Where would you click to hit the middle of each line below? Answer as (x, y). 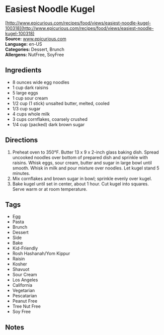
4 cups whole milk (31, 114)
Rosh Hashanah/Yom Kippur (41, 253)
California (22, 285)
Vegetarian (24, 291)
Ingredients (23, 70)
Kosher (20, 264)
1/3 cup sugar (26, 108)
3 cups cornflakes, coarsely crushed (50, 119)
